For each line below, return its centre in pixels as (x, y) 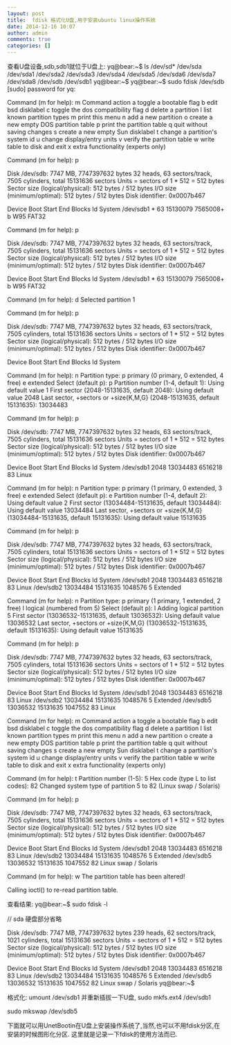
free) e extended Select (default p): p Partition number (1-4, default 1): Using (116, 383)
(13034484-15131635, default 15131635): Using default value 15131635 (107, 518)
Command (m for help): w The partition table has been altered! (96, 876)
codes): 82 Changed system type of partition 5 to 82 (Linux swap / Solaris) (114, 786)
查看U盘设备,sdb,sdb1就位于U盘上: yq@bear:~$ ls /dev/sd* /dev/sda (104, 66)
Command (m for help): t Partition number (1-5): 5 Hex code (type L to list (112, 778)
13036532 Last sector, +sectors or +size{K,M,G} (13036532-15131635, (107, 623)
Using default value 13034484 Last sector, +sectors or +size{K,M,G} (105, 510)
